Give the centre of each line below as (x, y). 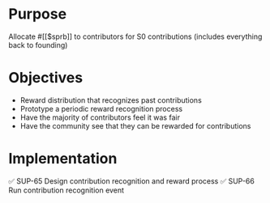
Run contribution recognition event (66, 190)
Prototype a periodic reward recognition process (101, 108)
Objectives (46, 78)
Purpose (38, 14)
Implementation (63, 159)
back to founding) (38, 44)
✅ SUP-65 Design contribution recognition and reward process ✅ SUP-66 (132, 181)
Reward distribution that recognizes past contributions (111, 100)
